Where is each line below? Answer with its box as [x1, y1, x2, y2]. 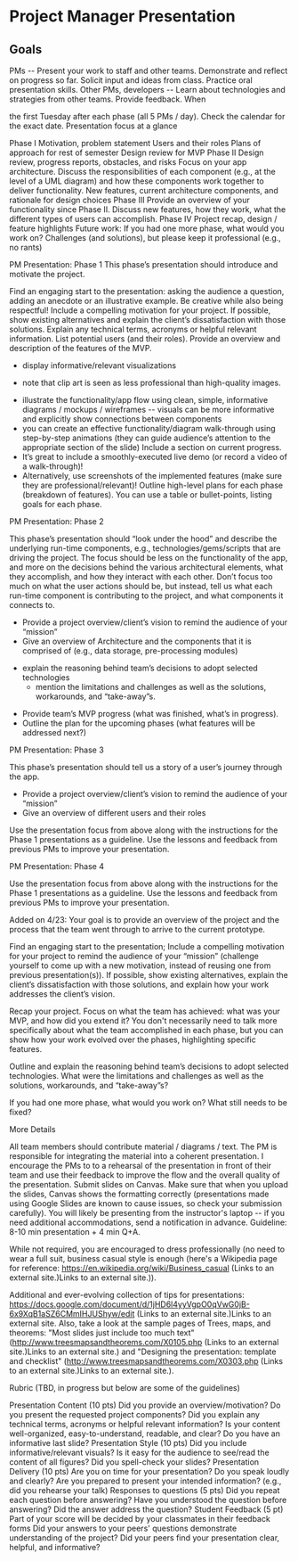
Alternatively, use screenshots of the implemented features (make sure [21, 471, 283, 481]
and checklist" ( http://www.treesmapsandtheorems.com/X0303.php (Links [9, 1356, 283, 1366]
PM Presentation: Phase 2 [9, 516, 104, 527]
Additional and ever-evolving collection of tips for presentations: [9, 1290, 245, 1300]
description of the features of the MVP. [9, 343, 153, 353]
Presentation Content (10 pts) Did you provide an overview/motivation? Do [9, 1400, 281, 1410]
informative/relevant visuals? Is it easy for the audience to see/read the [9, 1447, 270, 1458]
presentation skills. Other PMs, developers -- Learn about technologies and [9, 85, 286, 94]
